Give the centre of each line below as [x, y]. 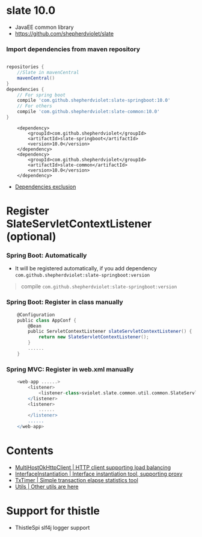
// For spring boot [41, 95]
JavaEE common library [44, 27]
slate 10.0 [31, 11]
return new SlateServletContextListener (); [93, 337]
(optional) [31, 237]
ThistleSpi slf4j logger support [52, 527]
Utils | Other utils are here [47, 486]
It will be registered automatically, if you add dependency [86, 268]
